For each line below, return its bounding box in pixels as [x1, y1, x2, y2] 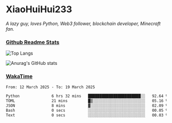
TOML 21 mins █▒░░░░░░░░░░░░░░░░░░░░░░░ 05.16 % [6, 99, 168, 104]
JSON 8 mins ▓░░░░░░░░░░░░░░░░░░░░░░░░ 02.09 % [6, 103, 168, 108]
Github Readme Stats [6, 38, 60, 45]
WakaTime [6, 73, 33, 80]
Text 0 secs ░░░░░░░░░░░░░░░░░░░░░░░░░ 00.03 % [6, 112, 168, 118]
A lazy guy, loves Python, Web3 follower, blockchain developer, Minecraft [6, 20, 161, 27]
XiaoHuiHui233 [6, 4, 72, 15]
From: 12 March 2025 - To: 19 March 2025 [6, 84, 95, 90]
